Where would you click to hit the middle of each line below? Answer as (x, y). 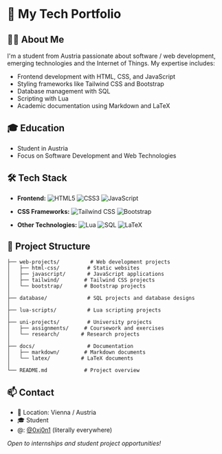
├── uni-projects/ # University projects (80, 323)
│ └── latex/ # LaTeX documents (70, 358)
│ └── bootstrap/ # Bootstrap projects (77, 286)
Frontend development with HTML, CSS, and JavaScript (96, 76)
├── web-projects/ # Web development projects (89, 262)
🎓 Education (36, 128)
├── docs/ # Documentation (70, 347)
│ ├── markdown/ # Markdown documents (77, 353)
